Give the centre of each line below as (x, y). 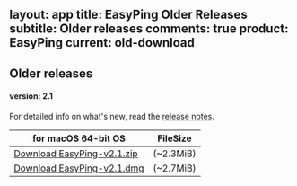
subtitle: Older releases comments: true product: (149, 29)
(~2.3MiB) (174, 154)
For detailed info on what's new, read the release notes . (112, 116)
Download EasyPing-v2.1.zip (76, 154)
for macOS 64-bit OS (79, 138)
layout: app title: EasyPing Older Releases (129, 15)
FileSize (174, 138)
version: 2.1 (31, 96)
